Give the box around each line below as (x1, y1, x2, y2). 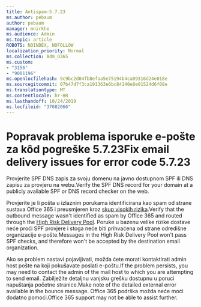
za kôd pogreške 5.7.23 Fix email (6, 142, 170, 156)
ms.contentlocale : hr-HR (6, 93, 68, 99)
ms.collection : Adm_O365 (6, 53, 68, 59)
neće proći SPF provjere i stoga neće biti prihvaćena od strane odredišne (6, 225, 187, 232)
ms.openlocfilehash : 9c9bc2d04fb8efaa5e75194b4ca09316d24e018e (6, 76, 168, 82)
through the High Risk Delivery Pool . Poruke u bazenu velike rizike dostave (6, 219, 191, 226)
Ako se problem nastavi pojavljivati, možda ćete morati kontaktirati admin (6, 256, 187, 263)
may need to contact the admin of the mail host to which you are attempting (6, 269, 194, 276)
